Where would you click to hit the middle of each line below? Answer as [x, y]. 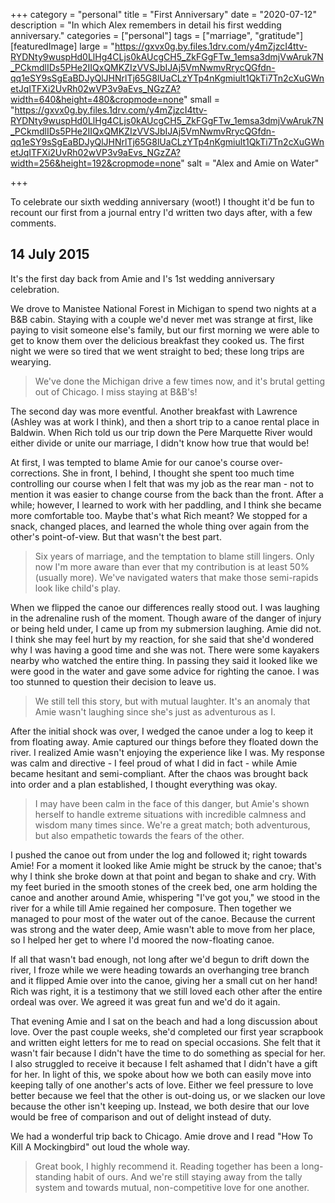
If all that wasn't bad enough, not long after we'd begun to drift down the [160, 959]
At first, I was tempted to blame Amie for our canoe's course [134, 462]
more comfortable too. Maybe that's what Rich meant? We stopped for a [159, 515]
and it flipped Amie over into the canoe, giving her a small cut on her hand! [164, 980]
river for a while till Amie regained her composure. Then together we [151, 908]
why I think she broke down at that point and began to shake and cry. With [163, 876]
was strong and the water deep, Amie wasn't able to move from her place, [163, 929]
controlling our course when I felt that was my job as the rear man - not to [162, 483]
